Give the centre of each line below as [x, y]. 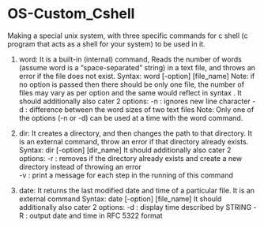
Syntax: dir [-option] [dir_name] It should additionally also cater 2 [125, 150]
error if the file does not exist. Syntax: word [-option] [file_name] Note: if [137, 76]
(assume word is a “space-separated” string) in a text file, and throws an [137, 67]
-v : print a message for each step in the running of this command [126, 175]
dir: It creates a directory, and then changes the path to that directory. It [136, 133]
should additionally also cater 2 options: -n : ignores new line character [134, 101]
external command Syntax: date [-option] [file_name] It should [120, 199]
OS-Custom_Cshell [71, 14]
